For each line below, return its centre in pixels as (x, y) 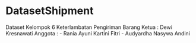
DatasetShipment (50, 11)
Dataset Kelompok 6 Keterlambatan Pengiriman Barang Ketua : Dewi (89, 27)
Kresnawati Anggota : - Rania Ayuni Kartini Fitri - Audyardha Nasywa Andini (98, 33)
